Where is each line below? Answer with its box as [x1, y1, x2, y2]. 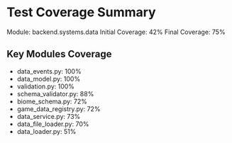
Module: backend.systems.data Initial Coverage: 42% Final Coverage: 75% [6, 28, 226, 36]
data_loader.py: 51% [16, 127, 77, 135]
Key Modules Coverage [6, 48, 112, 60]
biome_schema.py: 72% [16, 97, 88, 105]
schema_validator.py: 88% [16, 89, 94, 98]
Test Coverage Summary [6, 4, 157, 21]
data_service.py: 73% [16, 112, 81, 120]
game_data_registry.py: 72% [16, 104, 101, 113]
